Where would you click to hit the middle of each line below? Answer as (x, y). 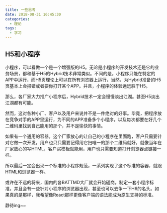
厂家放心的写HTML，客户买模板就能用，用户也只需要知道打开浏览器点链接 (81, 149)
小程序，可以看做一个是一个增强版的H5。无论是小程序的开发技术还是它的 (80, 67)
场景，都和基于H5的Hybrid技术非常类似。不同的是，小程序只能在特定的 (82, 73)
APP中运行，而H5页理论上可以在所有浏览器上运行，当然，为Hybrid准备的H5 (83, 80)
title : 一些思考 (20, 10)
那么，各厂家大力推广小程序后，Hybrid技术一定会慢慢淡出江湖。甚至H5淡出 (83, 96)
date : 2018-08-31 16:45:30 (33, 14)
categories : (17, 19)
